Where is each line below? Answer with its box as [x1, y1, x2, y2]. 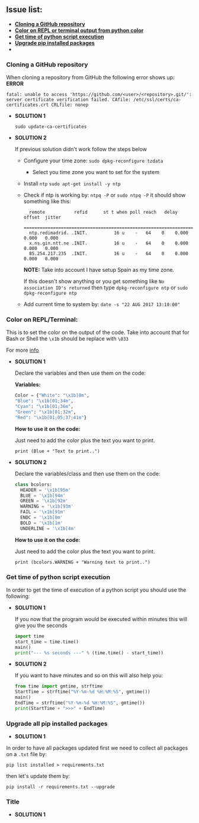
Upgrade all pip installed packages [6, 719, 108, 728]
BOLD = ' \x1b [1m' [20, 520, 63, 526]
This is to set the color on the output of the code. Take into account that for [6, 329, 190, 336]
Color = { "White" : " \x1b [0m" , [14, 393, 90, 398]
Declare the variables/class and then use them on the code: [14, 470, 161, 477]
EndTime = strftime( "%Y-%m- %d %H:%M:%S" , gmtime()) [14, 700, 145, 706]
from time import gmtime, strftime [14, 683, 103, 689]
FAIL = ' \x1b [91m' [20, 509, 66, 515]
